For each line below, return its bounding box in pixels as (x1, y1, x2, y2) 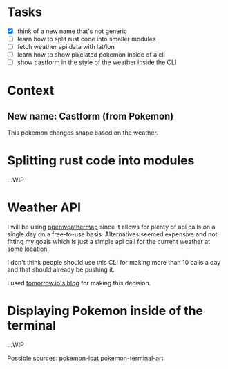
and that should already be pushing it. (7, 265, 115, 274)
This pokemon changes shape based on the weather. (7, 129, 159, 137)
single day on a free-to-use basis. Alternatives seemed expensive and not (7, 230, 218, 238)
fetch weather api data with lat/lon (17, 43, 115, 51)
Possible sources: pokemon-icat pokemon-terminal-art (7, 354, 164, 363)
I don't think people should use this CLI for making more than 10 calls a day (7, 258, 221, 267)
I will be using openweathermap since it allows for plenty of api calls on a (7, 223, 216, 231)
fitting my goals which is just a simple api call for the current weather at (7, 238, 211, 246)
